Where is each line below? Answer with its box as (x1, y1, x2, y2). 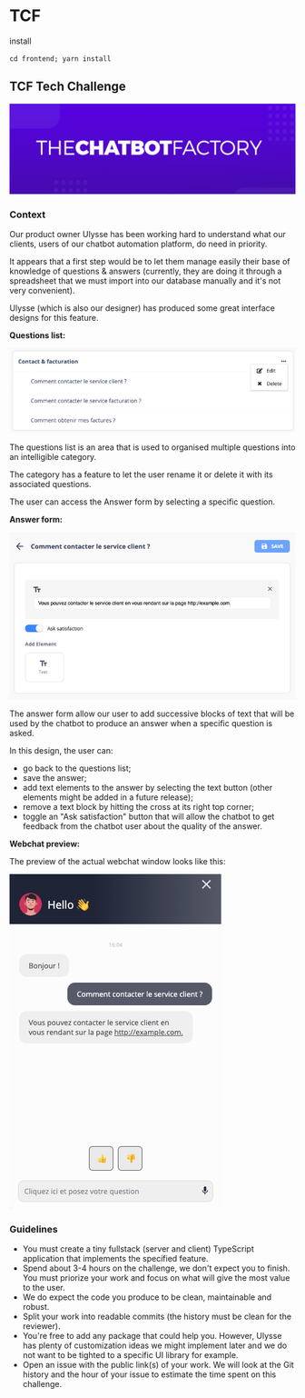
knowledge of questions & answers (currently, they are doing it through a (9, 265, 282, 277)
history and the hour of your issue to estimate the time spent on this (22, 1369, 277, 1380)
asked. (9, 727, 34, 738)
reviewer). (22, 1321, 61, 1332)
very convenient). (9, 285, 75, 296)
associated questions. (9, 478, 92, 489)
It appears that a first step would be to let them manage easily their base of (9, 256, 290, 267)
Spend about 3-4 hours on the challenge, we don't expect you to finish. (22, 1263, 290, 1273)
